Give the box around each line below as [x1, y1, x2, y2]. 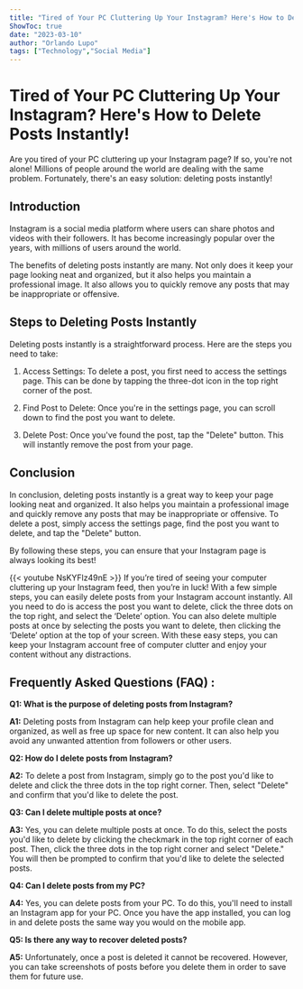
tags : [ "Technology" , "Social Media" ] [9, 47, 151, 56]
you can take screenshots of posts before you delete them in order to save [9, 962, 287, 973]
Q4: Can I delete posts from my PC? [9, 881, 146, 892]
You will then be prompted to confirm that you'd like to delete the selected [9, 854, 285, 864]
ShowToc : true [9, 22, 63, 31]
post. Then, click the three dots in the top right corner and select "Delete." [9, 844, 285, 855]
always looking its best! [9, 554, 96, 565]
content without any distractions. [9, 649, 132, 660]
